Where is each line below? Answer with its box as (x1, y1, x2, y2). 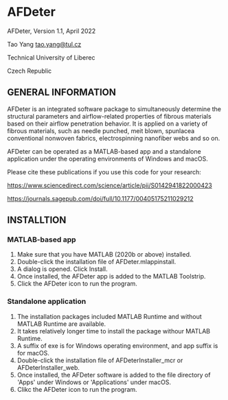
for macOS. (16, 349, 50, 357)
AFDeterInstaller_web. (16, 363, 80, 371)
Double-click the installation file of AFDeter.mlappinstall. (16, 258, 176, 266)
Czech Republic (7, 67, 52, 75)
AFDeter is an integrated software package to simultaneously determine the (7, 104, 222, 113)
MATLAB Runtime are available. (16, 320, 106, 328)
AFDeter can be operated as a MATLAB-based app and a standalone (7, 147, 201, 155)
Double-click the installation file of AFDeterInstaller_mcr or (16, 356, 183, 364)
